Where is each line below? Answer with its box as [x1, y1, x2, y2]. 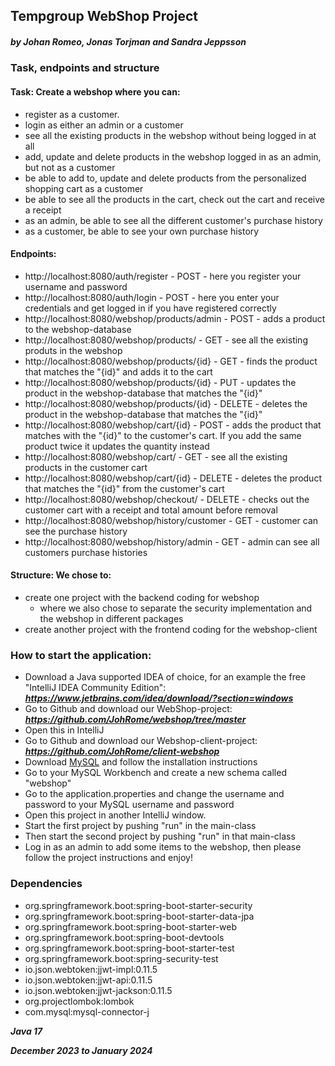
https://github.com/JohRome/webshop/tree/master [24, 714, 247, 726]
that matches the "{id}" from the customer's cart [24, 482, 225, 494]
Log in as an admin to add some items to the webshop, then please [24, 841, 302, 853]
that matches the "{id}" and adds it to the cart [24, 365, 213, 378]
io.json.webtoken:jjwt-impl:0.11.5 [24, 963, 158, 975]
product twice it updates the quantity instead [24, 440, 210, 452]
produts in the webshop [24, 344, 123, 356]
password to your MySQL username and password [24, 799, 235, 811]
